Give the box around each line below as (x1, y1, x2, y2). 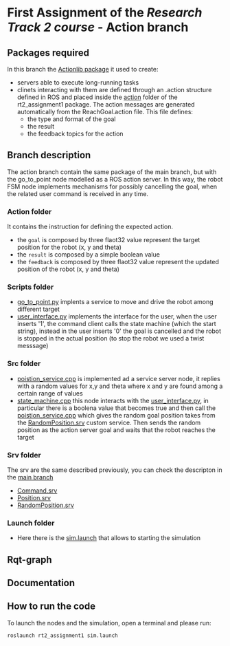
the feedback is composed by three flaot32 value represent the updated (16, 258, 220, 266)
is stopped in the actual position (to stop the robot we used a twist (16, 334, 205, 343)
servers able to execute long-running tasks (16, 78, 139, 87)
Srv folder (7, 450, 41, 460)
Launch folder (7, 518, 55, 528)
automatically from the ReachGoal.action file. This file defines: (16, 108, 194, 116)
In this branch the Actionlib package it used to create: (7, 65, 159, 73)
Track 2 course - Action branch (7, 19, 189, 35)
